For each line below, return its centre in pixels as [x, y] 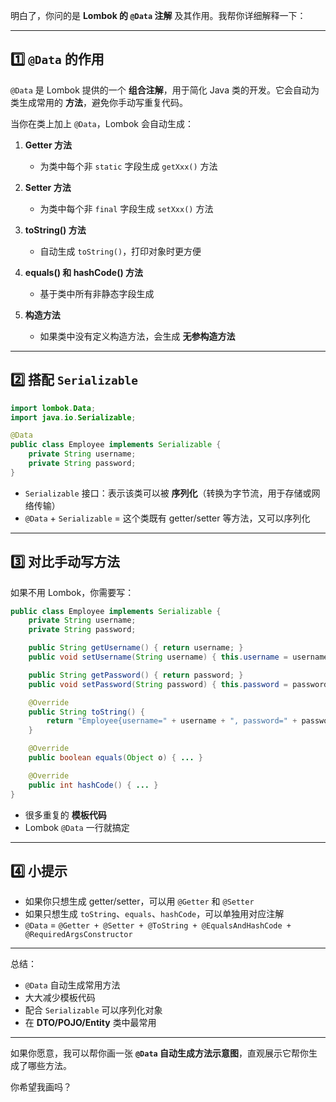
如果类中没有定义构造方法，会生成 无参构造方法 [137, 336]
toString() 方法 [55, 230]
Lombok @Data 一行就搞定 [77, 827]
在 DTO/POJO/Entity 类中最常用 [90, 1023]
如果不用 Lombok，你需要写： [72, 592]
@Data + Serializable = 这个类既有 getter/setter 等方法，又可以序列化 [167, 518]
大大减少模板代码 [60, 998]
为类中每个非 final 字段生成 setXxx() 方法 [126, 208]
